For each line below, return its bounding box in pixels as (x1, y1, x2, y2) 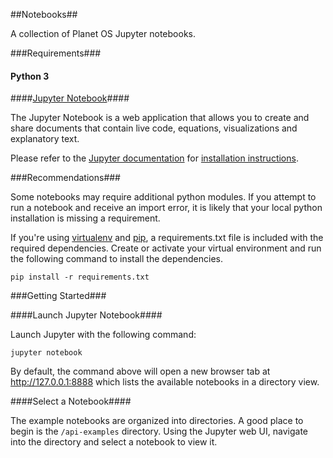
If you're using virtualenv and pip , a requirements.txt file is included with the (10, 232, 324, 244)
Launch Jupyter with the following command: (10, 329, 197, 341)
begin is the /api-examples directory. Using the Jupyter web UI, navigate (10, 425, 309, 438)
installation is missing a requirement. (10, 212, 161, 224)
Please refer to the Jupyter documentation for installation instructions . (10, 152, 299, 164)
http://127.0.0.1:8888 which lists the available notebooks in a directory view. (10, 376, 320, 388)
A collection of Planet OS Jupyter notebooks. (10, 28, 196, 39)
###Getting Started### (10, 290, 107, 302)
